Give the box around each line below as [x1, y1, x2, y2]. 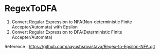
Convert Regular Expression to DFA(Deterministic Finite [11, 29, 123, 35]
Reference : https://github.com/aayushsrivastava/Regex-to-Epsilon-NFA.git [4, 43, 155, 49]
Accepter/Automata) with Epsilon [11, 24, 78, 29]
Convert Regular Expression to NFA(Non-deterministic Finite [11, 19, 132, 25]
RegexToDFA [4, 3, 57, 14]
